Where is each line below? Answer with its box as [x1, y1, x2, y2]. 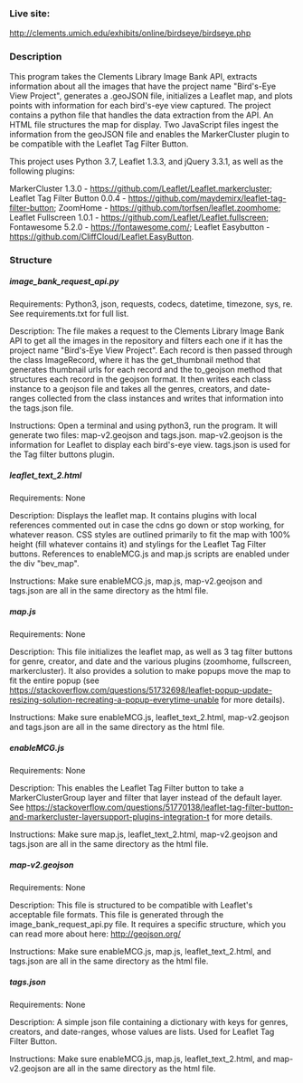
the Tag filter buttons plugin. [9, 449, 115, 460]
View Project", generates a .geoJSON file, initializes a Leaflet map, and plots [9, 90, 293, 101]
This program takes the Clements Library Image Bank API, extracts [9, 71, 258, 81]
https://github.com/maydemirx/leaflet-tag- [128, 193, 287, 204]
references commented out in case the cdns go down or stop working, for [9, 519, 285, 531]
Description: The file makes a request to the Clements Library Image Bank [9, 326, 285, 337]
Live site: [9, 7, 51, 20]
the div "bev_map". [9, 558, 80, 569]
